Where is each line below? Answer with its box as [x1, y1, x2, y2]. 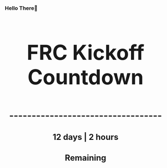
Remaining [65, 153, 107, 163]
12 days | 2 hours [52, 132, 119, 142]
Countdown [27, 64, 144, 89]
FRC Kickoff [27, 39, 144, 65]
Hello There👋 [5, 5, 38, 12]
